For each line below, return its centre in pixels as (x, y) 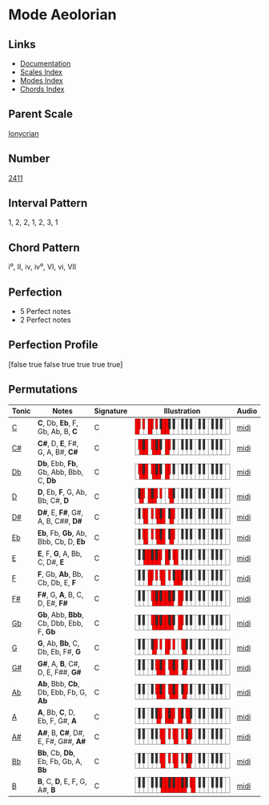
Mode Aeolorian (62, 15)
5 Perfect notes (45, 312)
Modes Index (41, 80)
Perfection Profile (53, 345)
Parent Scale (41, 114)
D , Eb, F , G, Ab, (62, 492)
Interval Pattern (48, 203)
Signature (111, 411)
